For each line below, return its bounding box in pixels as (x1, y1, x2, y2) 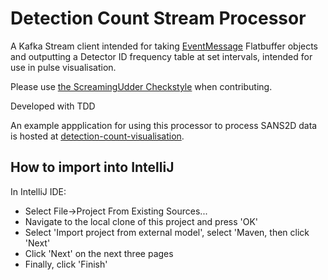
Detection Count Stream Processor (10, 7, 307, 30)
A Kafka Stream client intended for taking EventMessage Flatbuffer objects (10, 40, 319, 52)
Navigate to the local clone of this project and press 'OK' (24, 215, 259, 227)
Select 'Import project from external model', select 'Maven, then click (24, 226, 310, 238)
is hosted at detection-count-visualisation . (10, 130, 185, 142)
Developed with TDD (10, 100, 96, 112)
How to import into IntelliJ (10, 159, 175, 176)
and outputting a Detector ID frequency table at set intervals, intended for (10, 50, 313, 62)
